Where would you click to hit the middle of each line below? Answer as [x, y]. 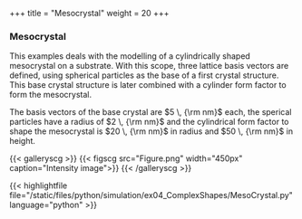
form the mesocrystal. [51, 95]
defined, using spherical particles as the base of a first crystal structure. [144, 75]
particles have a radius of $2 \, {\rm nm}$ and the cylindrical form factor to [149, 122]
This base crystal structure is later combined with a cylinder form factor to [148, 85]
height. [23, 141]
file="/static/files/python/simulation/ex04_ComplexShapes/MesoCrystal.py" [151, 195]
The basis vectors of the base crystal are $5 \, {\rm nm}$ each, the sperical [151, 112]
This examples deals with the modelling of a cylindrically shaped [130, 56]
